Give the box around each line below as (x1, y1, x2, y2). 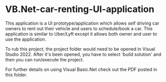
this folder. (5, 71, 28, 77)
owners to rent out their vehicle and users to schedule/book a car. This (5, 25, 153, 31)
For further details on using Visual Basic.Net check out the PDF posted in (5, 66, 157, 72)
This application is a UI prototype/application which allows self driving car (5, 20, 159, 26)
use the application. (5, 36, 47, 42)
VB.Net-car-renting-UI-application (5, 4, 154, 15)
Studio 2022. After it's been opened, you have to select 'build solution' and (5, 51, 161, 57)
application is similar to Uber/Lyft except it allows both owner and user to (5, 31, 157, 37)
